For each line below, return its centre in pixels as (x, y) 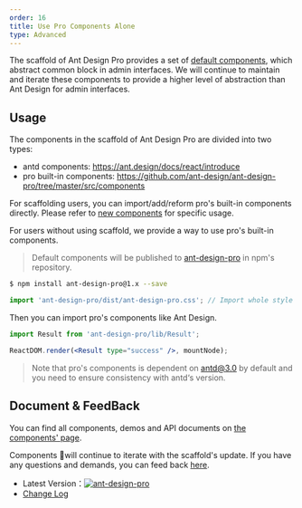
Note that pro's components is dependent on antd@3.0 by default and (162, 368)
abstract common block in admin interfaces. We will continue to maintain (145, 70)
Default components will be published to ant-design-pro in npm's (153, 258)
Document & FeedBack (75, 406)
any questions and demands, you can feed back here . (109, 465)
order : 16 (28, 18)
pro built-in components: (69, 177)
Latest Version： (53, 483)
